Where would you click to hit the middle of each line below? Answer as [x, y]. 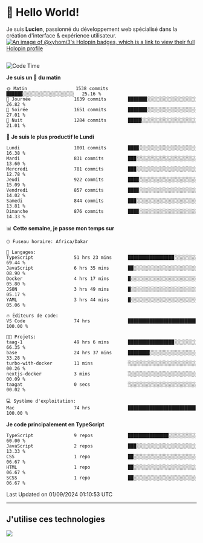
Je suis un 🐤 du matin [34, 77]
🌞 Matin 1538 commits [57, 89]
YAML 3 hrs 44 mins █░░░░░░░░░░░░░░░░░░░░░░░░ [101, 300]
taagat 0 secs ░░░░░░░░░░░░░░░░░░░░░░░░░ [101, 385]
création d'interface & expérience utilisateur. [61, 35]
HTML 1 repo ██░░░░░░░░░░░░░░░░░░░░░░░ [101, 467]
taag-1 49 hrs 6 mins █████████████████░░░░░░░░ [101, 342]
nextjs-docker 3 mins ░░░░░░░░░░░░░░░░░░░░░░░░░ [101, 374]
